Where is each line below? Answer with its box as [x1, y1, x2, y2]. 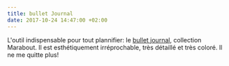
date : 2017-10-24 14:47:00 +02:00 [7, 17, 108, 24]
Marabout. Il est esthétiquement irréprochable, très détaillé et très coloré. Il [7, 43, 223, 51]
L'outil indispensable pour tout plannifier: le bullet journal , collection [7, 35, 202, 44]
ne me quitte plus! [7, 50, 59, 59]
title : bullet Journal [7, 10, 73, 17]
